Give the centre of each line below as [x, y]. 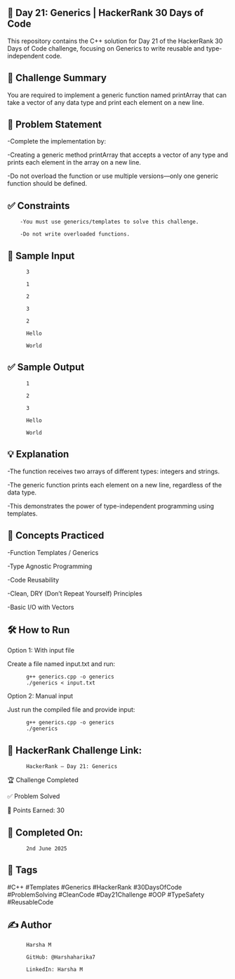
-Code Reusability [33, 580]
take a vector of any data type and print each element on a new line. [106, 102]
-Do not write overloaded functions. [75, 234]
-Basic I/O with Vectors [41, 607]
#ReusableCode [31, 902]
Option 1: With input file [41, 651]
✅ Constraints [39, 206]
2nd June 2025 [47, 848]
